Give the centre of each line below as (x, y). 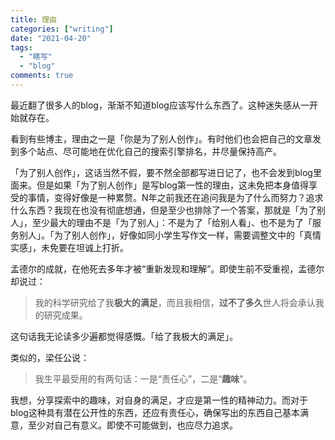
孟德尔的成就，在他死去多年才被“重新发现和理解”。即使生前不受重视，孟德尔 (167, 268)
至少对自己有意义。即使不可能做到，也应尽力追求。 (132, 425)
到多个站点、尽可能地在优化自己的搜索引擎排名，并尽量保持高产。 (146, 151)
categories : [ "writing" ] (62, 29)
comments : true (42, 76)
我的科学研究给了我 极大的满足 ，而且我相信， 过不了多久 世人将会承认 (175, 302)
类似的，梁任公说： (50, 357)
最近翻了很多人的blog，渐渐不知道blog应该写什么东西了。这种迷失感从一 (160, 105)
